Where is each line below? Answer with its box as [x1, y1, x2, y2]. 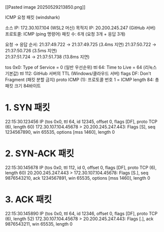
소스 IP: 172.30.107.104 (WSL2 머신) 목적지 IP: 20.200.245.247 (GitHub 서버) [5, 25, 156, 31]
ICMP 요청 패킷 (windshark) [5, 14, 60, 20]
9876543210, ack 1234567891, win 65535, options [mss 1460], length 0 [5, 175, 150, 181]
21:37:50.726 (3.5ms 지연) [5, 48, 58, 53]
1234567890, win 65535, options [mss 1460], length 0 [5, 129, 115, 135]
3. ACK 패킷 [5, 194, 52, 205]
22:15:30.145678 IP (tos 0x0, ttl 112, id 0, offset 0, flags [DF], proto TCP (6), [5, 164, 157, 170]
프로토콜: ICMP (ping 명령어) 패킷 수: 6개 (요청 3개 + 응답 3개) [5, 31, 126, 37]
